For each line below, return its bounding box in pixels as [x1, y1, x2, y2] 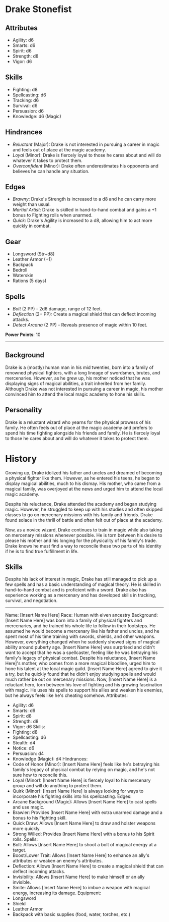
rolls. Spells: [12, 836, 38, 842]
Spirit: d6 [12, 48, 32, 53]
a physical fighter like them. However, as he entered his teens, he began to [5, 475, 160, 481]
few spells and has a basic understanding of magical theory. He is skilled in [5, 581, 161, 587]
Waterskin [12, 273, 34, 279]
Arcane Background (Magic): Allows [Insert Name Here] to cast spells [12, 799, 157, 805]
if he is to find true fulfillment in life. [5, 548, 79, 554]
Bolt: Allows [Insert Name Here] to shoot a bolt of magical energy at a [12, 842, 157, 848]
